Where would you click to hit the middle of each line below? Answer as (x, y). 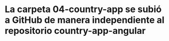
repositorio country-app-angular (75, 31)
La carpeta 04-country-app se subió (83, 9)
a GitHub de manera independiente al (84, 20)
